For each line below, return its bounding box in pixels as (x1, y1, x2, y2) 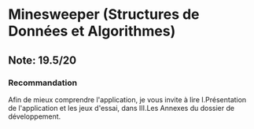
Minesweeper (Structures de (8, 6, 200, 24)
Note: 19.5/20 (8, 53, 77, 67)
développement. (8, 112, 61, 121)
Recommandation (8, 77, 77, 88)
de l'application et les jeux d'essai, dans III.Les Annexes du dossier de (8, 103, 234, 112)
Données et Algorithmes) (8, 22, 176, 40)
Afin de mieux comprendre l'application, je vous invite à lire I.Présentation (8, 94, 247, 104)
